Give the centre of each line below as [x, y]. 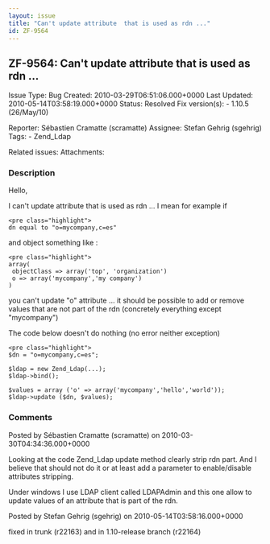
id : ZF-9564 [28, 31]
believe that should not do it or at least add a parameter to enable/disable [130, 468]
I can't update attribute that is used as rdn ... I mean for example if [118, 206]
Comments [30, 418]
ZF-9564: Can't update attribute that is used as [130, 63]
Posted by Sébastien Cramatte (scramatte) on [84, 435]
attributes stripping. [41, 476]
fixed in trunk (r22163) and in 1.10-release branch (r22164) [105, 531]
